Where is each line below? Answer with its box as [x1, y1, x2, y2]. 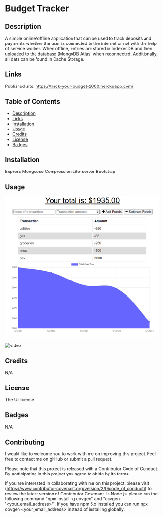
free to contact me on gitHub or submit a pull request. [5, 456, 113, 462]
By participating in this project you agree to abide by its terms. [5, 471, 130, 477]
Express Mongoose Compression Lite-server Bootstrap [5, 169, 116, 174]
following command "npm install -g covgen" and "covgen [5, 496, 120, 502]
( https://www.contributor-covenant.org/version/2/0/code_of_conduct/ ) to [5, 486, 152, 492]
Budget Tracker [5, 3, 69, 14]
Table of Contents [5, 97, 61, 106]
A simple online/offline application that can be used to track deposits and [5, 35, 152, 41]
